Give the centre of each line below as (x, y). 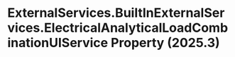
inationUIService (58, 43)
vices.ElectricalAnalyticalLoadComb (118, 28)
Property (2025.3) (165, 43)
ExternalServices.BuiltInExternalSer (116, 13)
